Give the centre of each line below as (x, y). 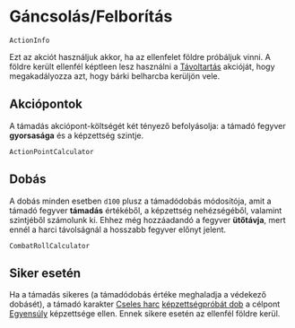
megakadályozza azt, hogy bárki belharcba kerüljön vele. (115, 76)
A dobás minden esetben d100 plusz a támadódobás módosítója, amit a (140, 201)
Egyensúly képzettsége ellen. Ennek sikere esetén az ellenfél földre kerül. (145, 314)
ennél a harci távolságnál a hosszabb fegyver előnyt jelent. (118, 229)
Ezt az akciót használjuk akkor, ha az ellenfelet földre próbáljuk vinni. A (140, 56)
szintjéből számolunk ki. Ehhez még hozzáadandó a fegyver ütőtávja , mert (147, 220)
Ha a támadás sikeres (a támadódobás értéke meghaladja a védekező (138, 295)
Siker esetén (45, 273)
